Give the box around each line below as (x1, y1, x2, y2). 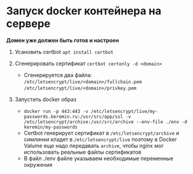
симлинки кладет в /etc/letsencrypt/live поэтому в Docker (23, 136, 177, 143)
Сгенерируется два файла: (23, 71, 93, 78)
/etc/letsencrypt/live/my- (90, 108, 158, 114)
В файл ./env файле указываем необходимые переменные (23, 154, 173, 162)
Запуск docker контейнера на (6, 4, 161, 18)
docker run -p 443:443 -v (23, 108, 88, 114)
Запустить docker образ (14, 96, 76, 103)
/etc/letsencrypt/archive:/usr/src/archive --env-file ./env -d (23, 118, 188, 125)
